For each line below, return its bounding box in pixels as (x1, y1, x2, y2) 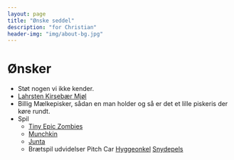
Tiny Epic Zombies (28, 122, 83, 131)
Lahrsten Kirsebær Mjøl (17, 92, 87, 100)
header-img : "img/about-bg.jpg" (7, 30, 103, 38)
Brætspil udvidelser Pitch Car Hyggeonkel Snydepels (28, 145, 184, 154)
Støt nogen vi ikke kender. (17, 85, 95, 93)
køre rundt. (17, 107, 50, 116)
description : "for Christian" (7, 23, 97, 31)
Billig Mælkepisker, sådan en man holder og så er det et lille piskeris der (17, 100, 228, 108)
